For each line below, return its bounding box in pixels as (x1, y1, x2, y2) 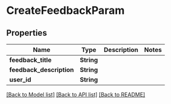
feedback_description (9, 66, 74, 74)
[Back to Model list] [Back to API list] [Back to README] (6, 91, 146, 98)
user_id (9, 76, 32, 83)
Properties (6, 28, 47, 38)
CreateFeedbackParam (6, 4, 125, 18)
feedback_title (9, 56, 52, 64)
